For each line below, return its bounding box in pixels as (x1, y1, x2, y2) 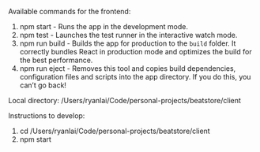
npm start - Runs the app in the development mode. (19, 22, 188, 31)
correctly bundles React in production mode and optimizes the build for (19, 47, 252, 56)
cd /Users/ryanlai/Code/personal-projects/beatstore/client (19, 126, 211, 135)
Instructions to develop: (8, 111, 85, 120)
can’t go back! (19, 80, 67, 90)
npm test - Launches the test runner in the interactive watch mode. (19, 31, 238, 39)
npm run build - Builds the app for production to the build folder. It (19, 39, 236, 48)
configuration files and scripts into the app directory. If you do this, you (19, 72, 251, 81)
